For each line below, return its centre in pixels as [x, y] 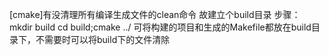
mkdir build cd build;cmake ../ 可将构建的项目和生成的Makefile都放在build [160, 27]
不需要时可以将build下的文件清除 [103, 39]
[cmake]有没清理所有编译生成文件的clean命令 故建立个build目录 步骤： [155, 14]
